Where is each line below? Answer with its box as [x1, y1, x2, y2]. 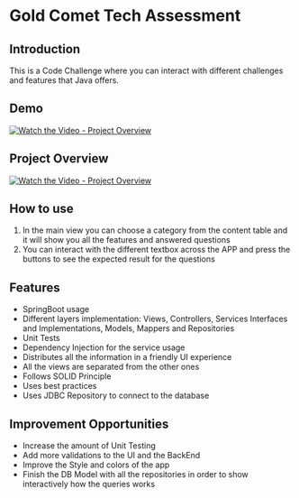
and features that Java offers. [9, 75, 120, 86]
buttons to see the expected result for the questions [22, 254, 216, 264]
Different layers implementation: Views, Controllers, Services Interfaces [22, 313, 288, 325]
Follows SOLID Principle [22, 371, 112, 382]
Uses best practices [22, 381, 97, 392]
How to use [9, 201, 74, 217]
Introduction [9, 41, 81, 57]
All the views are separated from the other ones [22, 362, 200, 373]
